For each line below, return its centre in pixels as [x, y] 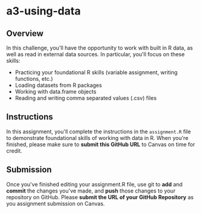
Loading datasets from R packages [59, 85]
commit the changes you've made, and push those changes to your [91, 191]
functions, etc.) [34, 79]
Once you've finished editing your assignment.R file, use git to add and [94, 184]
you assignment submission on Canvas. [56, 203]
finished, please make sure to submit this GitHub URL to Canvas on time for [101, 144]
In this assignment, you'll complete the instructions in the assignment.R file [99, 132]
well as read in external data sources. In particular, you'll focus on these [96, 54]
